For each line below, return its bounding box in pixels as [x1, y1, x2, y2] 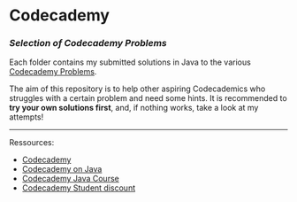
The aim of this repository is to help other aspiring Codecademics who [9, 83, 266, 94]
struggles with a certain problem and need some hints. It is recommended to [9, 93, 287, 104]
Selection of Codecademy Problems [9, 37, 167, 50]
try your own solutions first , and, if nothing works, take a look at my [9, 103, 259, 113]
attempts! [9, 112, 44, 122]
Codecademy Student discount [21, 183, 135, 193]
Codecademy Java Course [21, 174, 119, 184]
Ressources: [9, 137, 55, 148]
